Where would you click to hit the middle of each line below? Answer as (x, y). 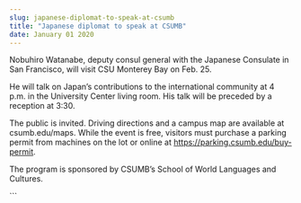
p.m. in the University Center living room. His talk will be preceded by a (141, 96)
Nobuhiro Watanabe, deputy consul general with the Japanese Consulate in (149, 60)
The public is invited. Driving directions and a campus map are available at (147, 123)
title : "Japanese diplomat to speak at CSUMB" (98, 26)
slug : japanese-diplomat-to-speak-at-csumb (92, 18)
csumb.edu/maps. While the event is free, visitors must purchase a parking (148, 133)
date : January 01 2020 (52, 34)
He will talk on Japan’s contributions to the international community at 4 (142, 87)
